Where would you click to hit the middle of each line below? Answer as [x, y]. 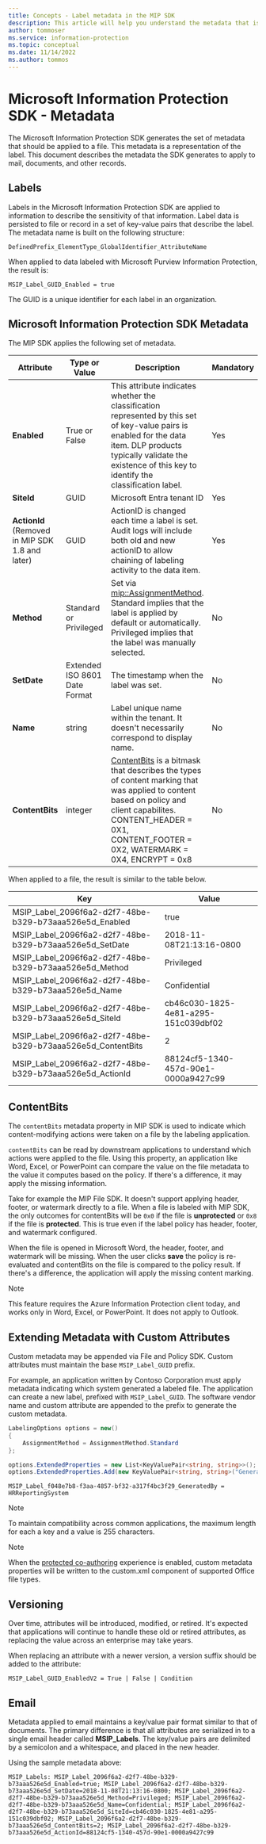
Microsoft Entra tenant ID [157, 498]
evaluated [25, 1264]
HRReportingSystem [38, 1494]
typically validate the [149, 455]
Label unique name [146, 708]
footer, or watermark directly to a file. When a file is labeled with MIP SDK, [129, 1207]
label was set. [136, 685]
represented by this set [154, 415]
